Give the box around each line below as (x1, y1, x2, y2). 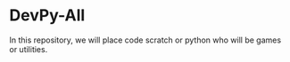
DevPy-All (9, 5, 86, 26)
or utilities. (9, 43, 48, 54)
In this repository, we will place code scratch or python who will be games (9, 35, 282, 45)
